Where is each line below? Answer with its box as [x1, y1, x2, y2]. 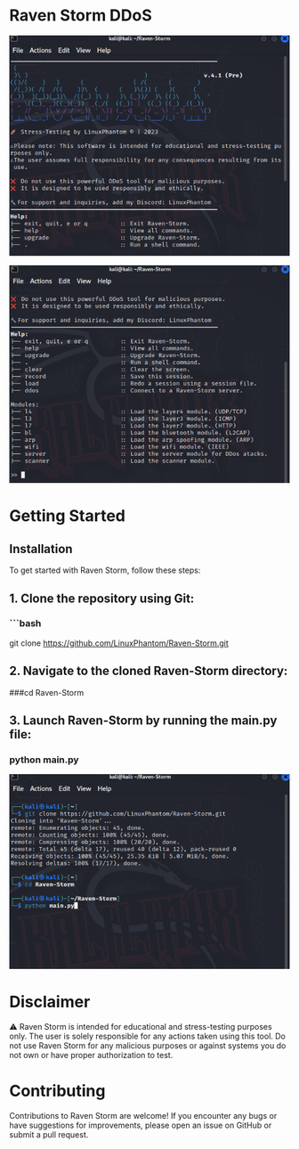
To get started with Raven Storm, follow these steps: [9, 565, 201, 575]
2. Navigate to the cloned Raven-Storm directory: [9, 664, 288, 679]
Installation [9, 541, 73, 557]
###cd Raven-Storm [9, 687, 85, 697]
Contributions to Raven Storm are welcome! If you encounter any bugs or [9, 1110, 278, 1120]
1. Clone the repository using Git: [9, 591, 195, 606]
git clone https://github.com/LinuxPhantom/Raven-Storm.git [9, 638, 229, 648]
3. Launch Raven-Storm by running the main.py [9, 713, 278, 729]
